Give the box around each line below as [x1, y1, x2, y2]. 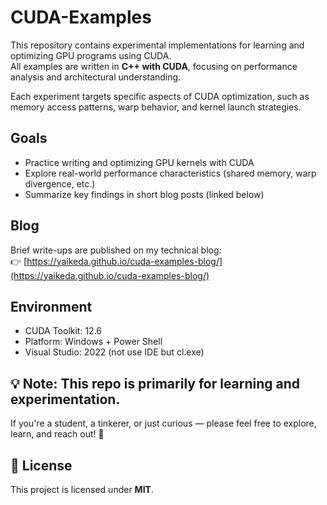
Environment [10, 298, 93, 315]
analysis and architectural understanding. [10, 71, 182, 83]
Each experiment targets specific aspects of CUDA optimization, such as [10, 90, 310, 102]
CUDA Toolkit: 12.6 [24, 325, 103, 337]
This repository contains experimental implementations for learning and [10, 39, 305, 51]
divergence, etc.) [24, 177, 96, 190]
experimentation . [10, 391, 121, 408]
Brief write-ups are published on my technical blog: [10, 244, 222, 256]
